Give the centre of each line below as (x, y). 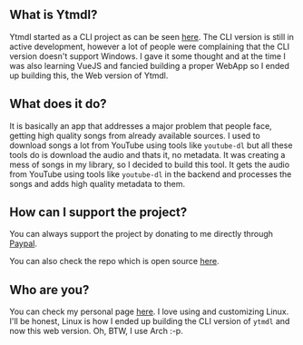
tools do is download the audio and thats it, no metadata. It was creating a (147, 154)
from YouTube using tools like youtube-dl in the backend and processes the (151, 174)
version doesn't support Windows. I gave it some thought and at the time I (147, 56)
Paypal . (24, 243)
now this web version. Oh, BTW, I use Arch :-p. (96, 331)
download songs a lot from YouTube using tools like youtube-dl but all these (151, 145)
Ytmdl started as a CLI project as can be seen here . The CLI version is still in (152, 36)
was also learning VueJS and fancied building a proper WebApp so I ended (150, 65)
